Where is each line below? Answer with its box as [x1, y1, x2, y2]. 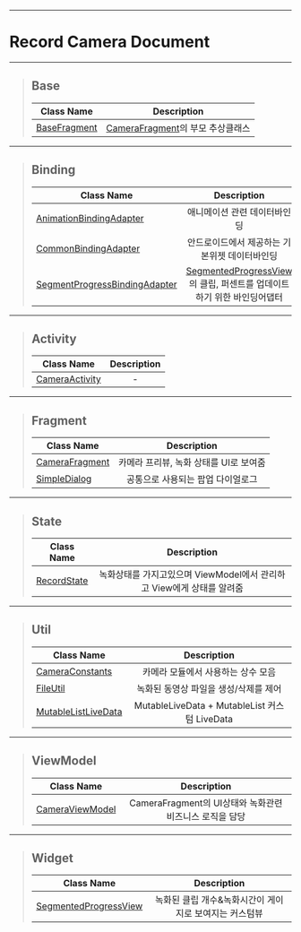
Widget [30, 850, 73, 866]
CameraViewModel [35, 803, 116, 815]
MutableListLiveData [35, 705, 123, 718]
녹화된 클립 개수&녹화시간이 [155, 893, 265, 906]
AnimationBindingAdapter [35, 211, 145, 224]
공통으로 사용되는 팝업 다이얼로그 [126, 473, 258, 486]
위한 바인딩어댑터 [214, 290, 284, 303]
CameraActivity [35, 373, 101, 385]
